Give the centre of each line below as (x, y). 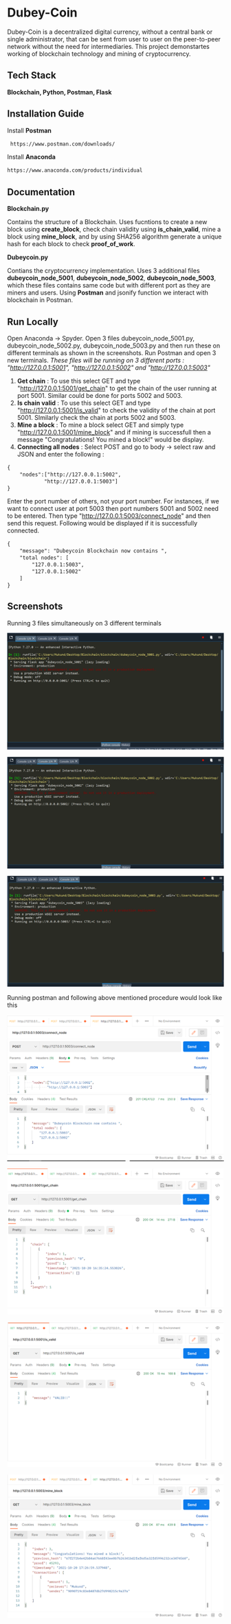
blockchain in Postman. (40, 300)
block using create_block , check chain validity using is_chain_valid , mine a (114, 230)
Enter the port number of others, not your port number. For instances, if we (113, 501)
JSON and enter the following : (60, 454)
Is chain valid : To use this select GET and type (84, 403)
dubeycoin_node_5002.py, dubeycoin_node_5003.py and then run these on (114, 345)
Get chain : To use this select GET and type (79, 381)
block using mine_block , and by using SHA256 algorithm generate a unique (114, 237)
